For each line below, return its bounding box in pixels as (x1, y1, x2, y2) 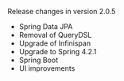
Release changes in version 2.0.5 (7, 7, 116, 16)
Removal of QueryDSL (18, 31, 92, 39)
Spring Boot (18, 55, 59, 64)
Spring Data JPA (18, 22, 73, 31)
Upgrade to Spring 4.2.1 (18, 47, 97, 56)
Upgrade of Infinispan (18, 39, 91, 48)
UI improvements (18, 64, 76, 73)
